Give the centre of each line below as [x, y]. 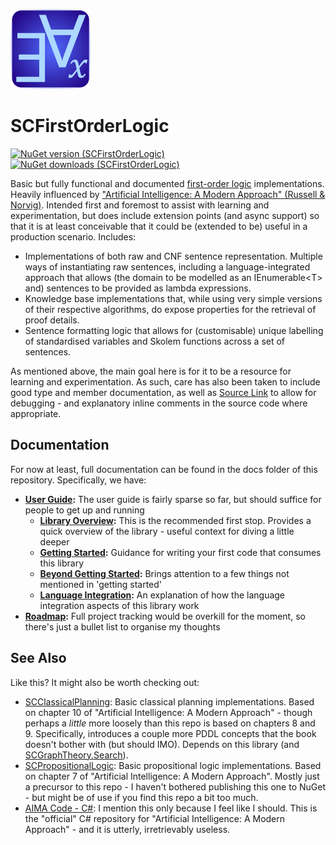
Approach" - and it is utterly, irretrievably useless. [127, 829]
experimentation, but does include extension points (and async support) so [165, 215]
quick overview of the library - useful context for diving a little [167, 531]
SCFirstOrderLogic [90, 126]
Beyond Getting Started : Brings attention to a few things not [164, 573]
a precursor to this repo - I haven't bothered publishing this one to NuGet [175, 786]
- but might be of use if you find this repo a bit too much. [141, 797]
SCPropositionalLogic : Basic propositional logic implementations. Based [173, 765]
